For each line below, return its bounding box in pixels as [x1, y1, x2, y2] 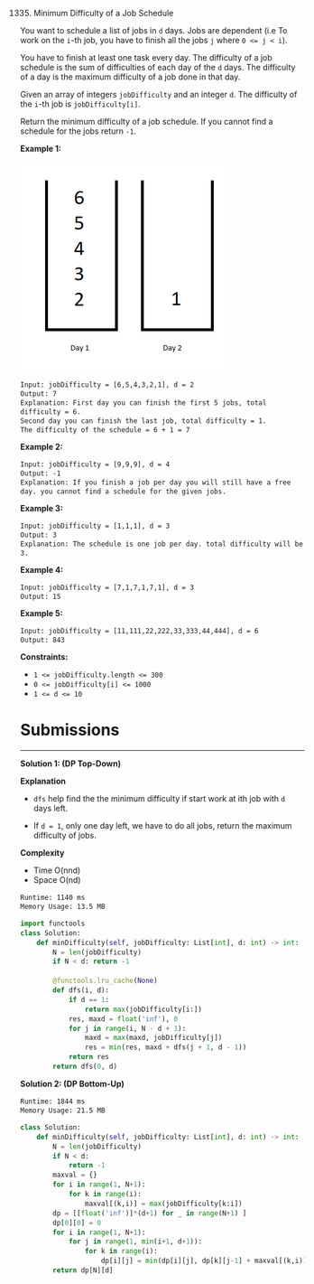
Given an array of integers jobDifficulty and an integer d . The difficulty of [20, 89, 298, 99]
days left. [32, 802, 69, 813]
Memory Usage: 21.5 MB [20, 1106, 106, 1115]
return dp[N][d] [52, 1266, 114, 1275]
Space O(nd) [32, 874, 81, 885]
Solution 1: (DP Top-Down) [20, 758, 122, 769]
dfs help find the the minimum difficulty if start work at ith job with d [32, 792, 286, 803]
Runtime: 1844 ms [20, 1097, 86, 1106]
